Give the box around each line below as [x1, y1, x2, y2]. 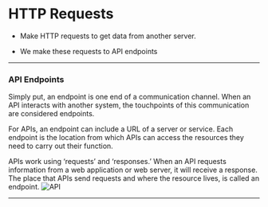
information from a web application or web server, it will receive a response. [8, 165, 258, 175]
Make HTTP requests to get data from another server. [19, 31, 197, 41]
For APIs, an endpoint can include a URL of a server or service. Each [8, 124, 234, 134]
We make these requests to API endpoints [19, 46, 158, 56]
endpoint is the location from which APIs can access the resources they [8, 133, 245, 143]
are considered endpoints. [8, 109, 95, 119]
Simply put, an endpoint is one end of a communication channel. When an [8, 92, 251, 102]
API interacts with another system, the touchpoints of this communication [8, 100, 250, 110]
